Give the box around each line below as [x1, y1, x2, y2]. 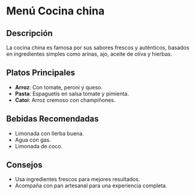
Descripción [6, 28, 53, 38]
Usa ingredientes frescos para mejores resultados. [14, 176, 140, 183]
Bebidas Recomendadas [6, 114, 99, 124]
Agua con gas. [14, 136, 51, 143]
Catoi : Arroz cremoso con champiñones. [14, 96, 116, 103]
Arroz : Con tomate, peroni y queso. [14, 83, 103, 91]
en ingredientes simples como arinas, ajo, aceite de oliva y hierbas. [6, 50, 172, 58]
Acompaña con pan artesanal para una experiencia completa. [14, 182, 167, 190]
